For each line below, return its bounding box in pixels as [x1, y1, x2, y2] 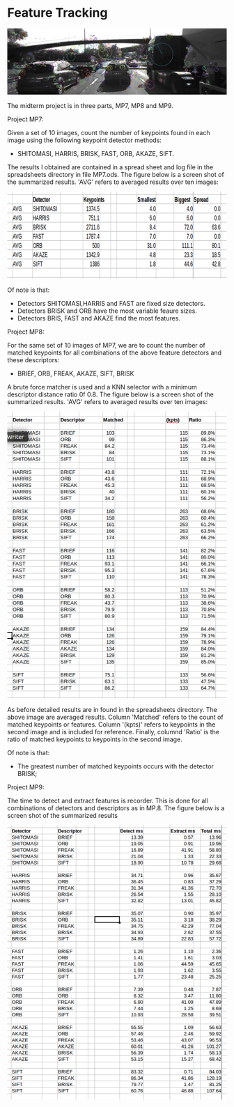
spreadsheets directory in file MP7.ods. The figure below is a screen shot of [7, 170, 224, 178]
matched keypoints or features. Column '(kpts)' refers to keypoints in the [7, 720, 216, 729]
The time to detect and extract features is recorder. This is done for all [7, 796, 208, 805]
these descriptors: [7, 355, 60, 364]
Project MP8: [7, 327, 45, 336]
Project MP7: [7, 115, 44, 123]
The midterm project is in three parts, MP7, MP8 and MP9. [7, 101, 174, 109]
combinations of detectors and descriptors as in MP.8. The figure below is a [7, 804, 225, 812]
